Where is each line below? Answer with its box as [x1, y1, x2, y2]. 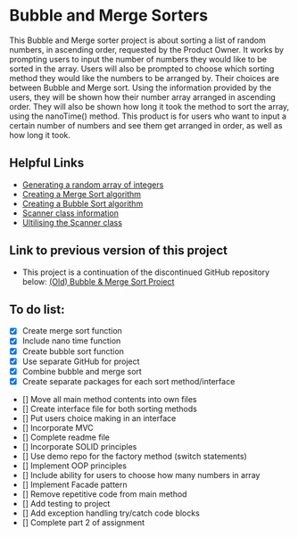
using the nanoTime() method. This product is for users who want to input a [9, 111, 287, 121]
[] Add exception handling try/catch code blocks [21, 508, 201, 518]
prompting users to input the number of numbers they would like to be [9, 54, 268, 64]
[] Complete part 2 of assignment [21, 516, 145, 527]
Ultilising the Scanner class [21, 217, 123, 227]
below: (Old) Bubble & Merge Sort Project [21, 276, 175, 286]
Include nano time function [21, 335, 121, 346]
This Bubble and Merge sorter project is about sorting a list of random [9, 35, 266, 45]
